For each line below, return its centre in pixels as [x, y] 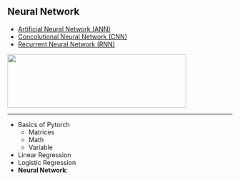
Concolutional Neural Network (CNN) [72, 36]
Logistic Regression [47, 162]
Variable [41, 147]
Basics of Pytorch [44, 124]
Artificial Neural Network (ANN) [64, 29]
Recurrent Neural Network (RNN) [66, 44]
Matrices [41, 132]
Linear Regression [44, 155]
